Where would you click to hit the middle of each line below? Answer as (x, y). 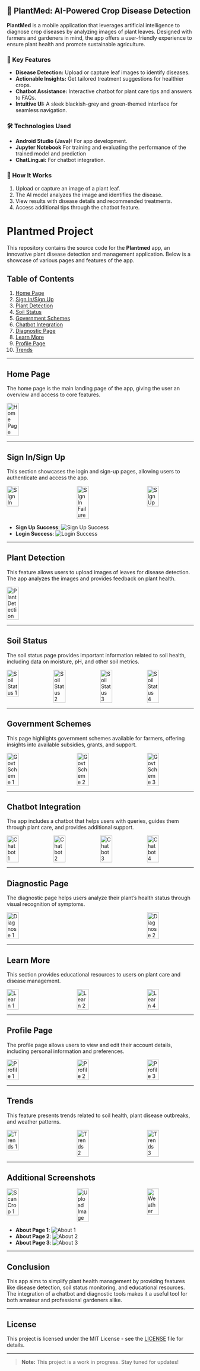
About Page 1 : (33, 1230)
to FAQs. (26, 98)
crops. (23, 85)
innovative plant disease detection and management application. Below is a (99, 254)
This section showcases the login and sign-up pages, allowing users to (93, 472)
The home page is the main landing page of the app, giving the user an (93, 389)
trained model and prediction (51, 154)
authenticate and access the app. (47, 478)
